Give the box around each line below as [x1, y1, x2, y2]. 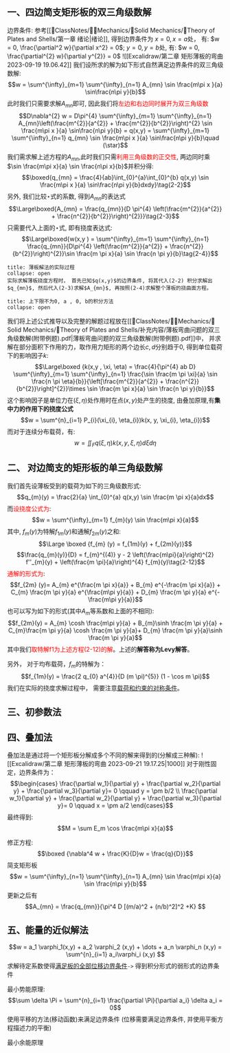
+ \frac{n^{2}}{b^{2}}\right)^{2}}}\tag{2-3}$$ [51, 212, 180, 220]
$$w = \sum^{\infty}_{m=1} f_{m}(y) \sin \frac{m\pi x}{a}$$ [32, 515, 199, 524]
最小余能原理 [7, 1039, 43, 1047]
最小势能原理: [7, 985, 46, 993]
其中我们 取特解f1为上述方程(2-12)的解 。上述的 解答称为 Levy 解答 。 [7, 646, 194, 654]
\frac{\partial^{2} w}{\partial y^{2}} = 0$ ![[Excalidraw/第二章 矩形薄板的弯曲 [7, 52, 224, 60]
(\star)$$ [102, 140, 128, 149]
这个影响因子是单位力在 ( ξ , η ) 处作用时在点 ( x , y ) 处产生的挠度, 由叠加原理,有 [7, 396, 215, 405]
